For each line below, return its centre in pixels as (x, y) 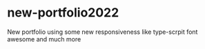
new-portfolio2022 (63, 13)
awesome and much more (44, 39)
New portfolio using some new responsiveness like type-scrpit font (102, 32)
